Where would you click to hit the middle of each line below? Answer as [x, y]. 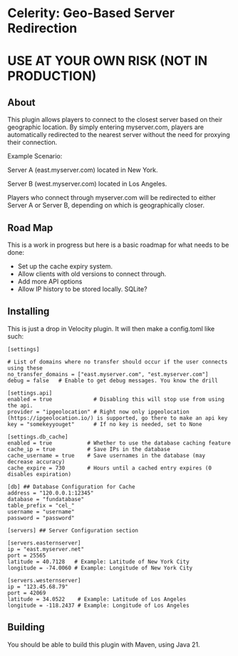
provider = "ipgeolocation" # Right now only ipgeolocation [99, 412]
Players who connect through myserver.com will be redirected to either [112, 198]
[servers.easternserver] [44, 543]
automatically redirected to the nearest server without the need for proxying [119, 135]
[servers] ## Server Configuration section [73, 530]
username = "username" [41, 512]
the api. [20, 405]
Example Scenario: [35, 156]
